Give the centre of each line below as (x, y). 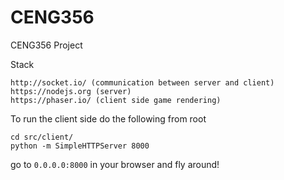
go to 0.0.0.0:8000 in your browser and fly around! (115, 164)
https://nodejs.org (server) (71, 91)
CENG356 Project (46, 45)
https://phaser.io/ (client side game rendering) (116, 100)
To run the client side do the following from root (108, 118)
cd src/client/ (42, 137)
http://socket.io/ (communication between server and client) (142, 82)
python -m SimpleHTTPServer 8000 (80, 146)
